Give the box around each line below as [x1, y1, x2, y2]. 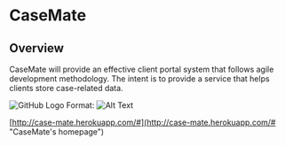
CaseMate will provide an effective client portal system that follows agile [9, 64, 274, 74]
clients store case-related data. [9, 83, 123, 93]
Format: [66, 100, 95, 111]
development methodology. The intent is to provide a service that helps [9, 73, 270, 84]
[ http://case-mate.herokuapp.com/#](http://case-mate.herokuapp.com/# [9, 117, 276, 127]
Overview [9, 41, 65, 56]
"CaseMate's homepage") [9, 127, 105, 137]
